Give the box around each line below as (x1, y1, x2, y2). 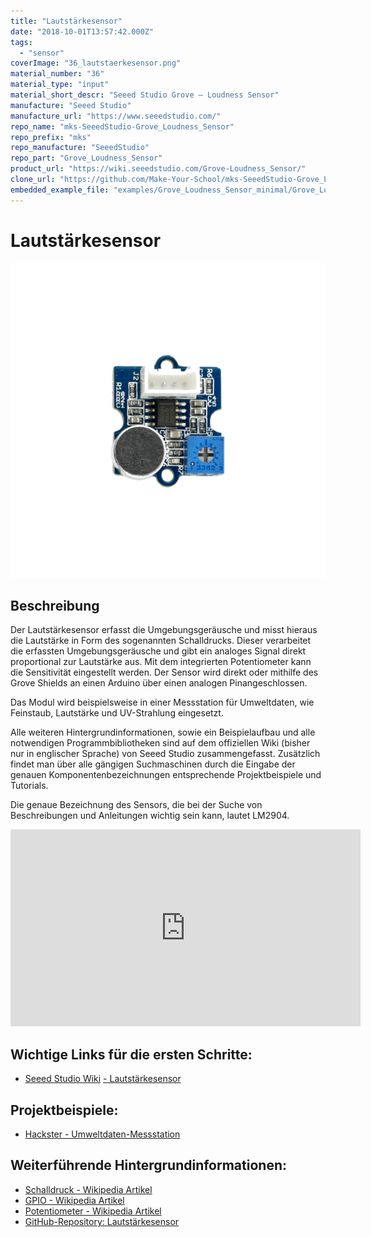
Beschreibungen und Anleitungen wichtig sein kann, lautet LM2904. (10, 810, 290, 822)
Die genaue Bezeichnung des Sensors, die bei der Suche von (10, 799, 263, 811)
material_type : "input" (10, 80, 110, 90)
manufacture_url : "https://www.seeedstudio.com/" (10, 111, 222, 121)
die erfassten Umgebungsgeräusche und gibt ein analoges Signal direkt (10, 645, 307, 657)
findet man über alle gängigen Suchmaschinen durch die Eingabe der (10, 758, 296, 770)
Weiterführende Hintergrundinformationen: (10, 1157, 287, 1174)
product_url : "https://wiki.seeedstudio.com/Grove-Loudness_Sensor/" (10, 164, 307, 174)
